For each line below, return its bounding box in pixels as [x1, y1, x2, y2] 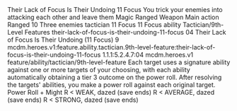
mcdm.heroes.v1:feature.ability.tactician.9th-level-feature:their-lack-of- [7, 43, 216, 51]
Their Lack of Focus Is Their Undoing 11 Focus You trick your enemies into [7, 6, 223, 13]
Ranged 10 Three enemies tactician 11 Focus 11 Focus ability [7, 21, 182, 29]
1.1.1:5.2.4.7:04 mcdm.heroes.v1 [102, 51, 194, 59]
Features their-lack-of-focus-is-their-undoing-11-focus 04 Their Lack [24, 28, 226, 36]
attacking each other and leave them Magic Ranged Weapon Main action [7, 13, 219, 21]
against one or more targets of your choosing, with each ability [7, 66, 191, 74]
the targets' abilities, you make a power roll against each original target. [7, 81, 216, 89]
